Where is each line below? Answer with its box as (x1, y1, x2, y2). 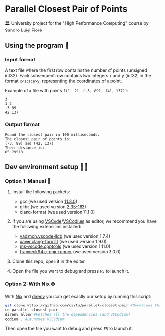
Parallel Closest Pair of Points (5, 3, 128, 15)
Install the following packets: (12, 188, 70, 195)
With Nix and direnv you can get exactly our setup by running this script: (5, 293, 152, 299)
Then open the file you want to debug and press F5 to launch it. (5, 326, 133, 332)
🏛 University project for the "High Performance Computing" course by (5, 20, 149, 26)
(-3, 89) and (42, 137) (5, 141, 54, 146)
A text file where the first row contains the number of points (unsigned (5, 67, 147, 73)
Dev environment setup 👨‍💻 (5, 163, 88, 171)
